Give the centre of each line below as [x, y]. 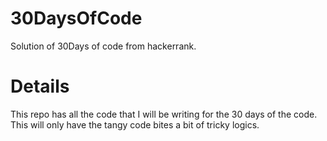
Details [40, 86]
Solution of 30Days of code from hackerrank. [103, 46]
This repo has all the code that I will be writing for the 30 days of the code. [164, 114]
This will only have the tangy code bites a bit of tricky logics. [135, 124]
